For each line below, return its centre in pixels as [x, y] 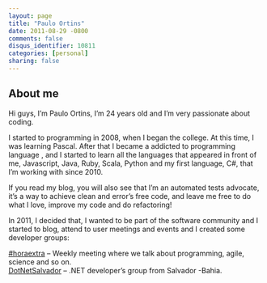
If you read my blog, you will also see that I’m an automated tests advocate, [134, 188]
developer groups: [39, 237]
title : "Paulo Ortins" [47, 23]
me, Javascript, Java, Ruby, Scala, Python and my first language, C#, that [131, 163]
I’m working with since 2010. [56, 171]
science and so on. [40, 262]
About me [34, 94]
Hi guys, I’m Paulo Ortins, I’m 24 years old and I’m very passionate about [129, 113]
